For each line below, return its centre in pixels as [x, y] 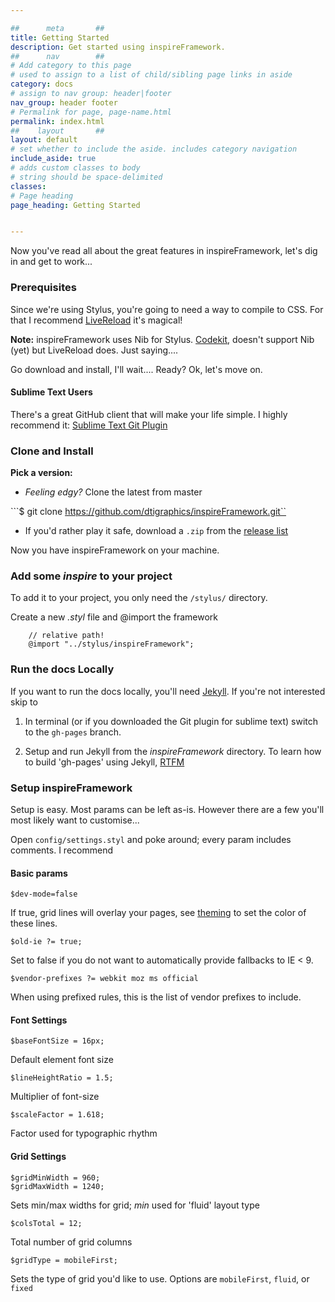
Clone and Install [52, 451]
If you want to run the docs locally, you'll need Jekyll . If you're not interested [168, 691]
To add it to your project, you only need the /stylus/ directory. [139, 598]
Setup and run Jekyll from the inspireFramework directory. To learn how [173, 751]
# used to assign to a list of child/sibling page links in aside [151, 75]
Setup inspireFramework [71, 788]
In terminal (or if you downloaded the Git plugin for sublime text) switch [171, 721]
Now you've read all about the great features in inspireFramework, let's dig [164, 251]
